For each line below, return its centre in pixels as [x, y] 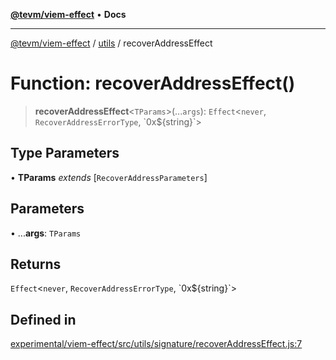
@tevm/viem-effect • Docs [68, 14]
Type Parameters [65, 153]
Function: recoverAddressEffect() [153, 83]
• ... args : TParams [46, 233]
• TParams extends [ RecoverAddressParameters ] [109, 177]
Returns [36, 264]
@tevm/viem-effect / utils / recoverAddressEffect [111, 43]
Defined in [43, 319]
